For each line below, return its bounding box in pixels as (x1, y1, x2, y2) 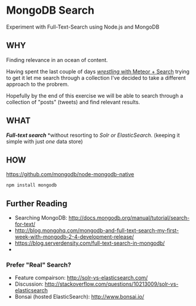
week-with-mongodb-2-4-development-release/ (14, 233, 134, 241)
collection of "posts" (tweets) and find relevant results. (6, 98, 141, 105)
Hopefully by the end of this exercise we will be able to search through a (6, 92, 184, 99)
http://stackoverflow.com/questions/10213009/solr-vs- (44, 280, 179, 288)
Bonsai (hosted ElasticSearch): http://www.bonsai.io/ (14, 293, 144, 301)
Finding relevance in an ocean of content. (6, 56, 108, 63)
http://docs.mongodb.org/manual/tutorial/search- (68, 214, 190, 221)
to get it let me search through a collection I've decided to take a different (6, 74, 186, 81)
